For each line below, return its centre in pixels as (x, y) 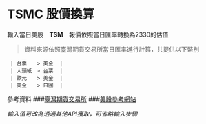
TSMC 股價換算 (51, 14)
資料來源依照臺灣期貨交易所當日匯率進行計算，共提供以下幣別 (112, 49)
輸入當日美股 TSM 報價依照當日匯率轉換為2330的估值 (88, 34)
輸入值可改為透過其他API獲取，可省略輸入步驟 (72, 114)
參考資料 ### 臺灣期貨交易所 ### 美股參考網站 (72, 99)
